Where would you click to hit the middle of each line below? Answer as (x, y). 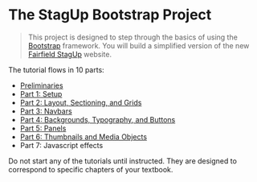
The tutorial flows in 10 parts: (56, 69)
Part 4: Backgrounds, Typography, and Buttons (98, 119)
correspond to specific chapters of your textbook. (91, 169)
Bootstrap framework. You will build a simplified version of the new (139, 45)
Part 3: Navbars (46, 111)
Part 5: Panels (43, 128)
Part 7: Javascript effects (61, 145)
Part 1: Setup (41, 93)
